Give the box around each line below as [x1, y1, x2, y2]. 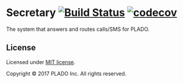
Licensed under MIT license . [6, 58, 76, 65]
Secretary [6, 6, 56, 20]
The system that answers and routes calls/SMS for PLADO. [6, 25, 150, 33]
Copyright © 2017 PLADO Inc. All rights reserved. [6, 70, 127, 77]
